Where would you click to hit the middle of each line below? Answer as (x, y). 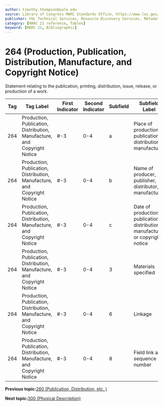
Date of (142, 207)
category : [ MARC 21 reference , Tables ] (45, 23)
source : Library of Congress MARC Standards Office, (59, 14)
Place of (143, 124)
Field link (144, 353)
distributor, (146, 187)
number (143, 365)
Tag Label (37, 106)
